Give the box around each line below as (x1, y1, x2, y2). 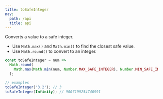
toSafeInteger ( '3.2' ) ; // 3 (5, 84, 62, 90)
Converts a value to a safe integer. (5, 34, 74, 40)
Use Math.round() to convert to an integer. (12, 49, 97, 54)
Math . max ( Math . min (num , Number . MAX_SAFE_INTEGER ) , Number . (14, 67, 136, 72)
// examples (5, 80, 29, 85)
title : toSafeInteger (5, 7, 49, 12)
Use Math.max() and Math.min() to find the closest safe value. (12, 43, 135, 49)
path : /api (9, 16, 32, 21)
